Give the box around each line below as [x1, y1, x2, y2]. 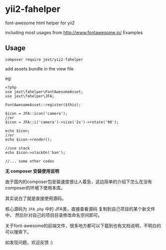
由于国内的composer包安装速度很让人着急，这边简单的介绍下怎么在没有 [5, 179, 153, 185]
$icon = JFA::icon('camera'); [5, 111, 68, 116]
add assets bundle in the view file [5, 65, 74, 71]
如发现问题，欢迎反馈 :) [5, 239, 53, 245]
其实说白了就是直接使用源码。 [5, 195, 66, 201]
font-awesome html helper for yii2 [5, 20, 75, 26]
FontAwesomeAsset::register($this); [5, 102, 81, 107]
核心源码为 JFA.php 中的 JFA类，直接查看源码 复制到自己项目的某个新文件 [5, 206, 156, 212]
